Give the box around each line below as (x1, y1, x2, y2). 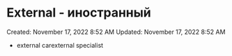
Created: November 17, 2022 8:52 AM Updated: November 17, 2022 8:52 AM (6, 28, 226, 36)
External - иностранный (6, 5, 151, 21)
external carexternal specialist (16, 41, 104, 49)
